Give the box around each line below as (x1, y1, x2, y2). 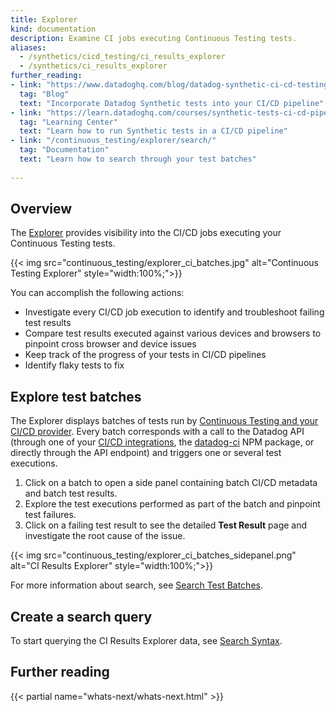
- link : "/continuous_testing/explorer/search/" (10, 136, 217, 146)
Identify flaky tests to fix (24, 359, 125, 371)
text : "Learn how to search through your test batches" (19, 154, 257, 164)
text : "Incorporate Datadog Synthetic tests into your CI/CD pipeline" (19, 98, 325, 108)
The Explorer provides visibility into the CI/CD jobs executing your (10, 227, 282, 239)
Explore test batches (10, 388, 142, 405)
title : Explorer (10, 14, 78, 25)
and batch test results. (24, 487, 118, 500)
